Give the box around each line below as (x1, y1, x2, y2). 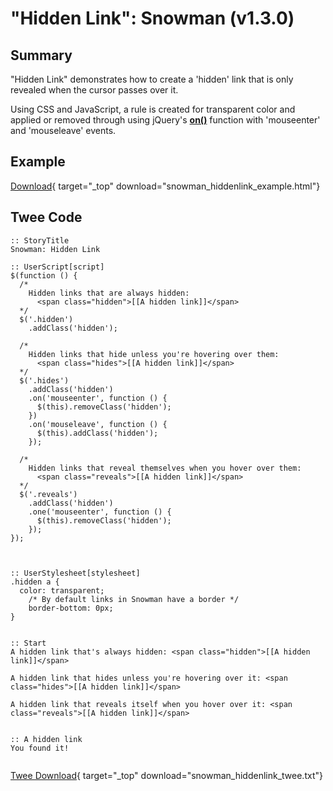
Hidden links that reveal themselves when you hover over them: (28, 463, 302, 473)
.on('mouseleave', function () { (28, 419, 168, 429)
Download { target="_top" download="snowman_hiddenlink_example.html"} (10, 180, 321, 192)
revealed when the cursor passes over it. (10, 84, 179, 96)
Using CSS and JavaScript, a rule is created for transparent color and (10, 103, 296, 115)
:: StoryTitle (10, 235, 70, 246)
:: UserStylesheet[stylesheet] (10, 568, 141, 578)
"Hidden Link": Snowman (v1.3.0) (10, 7, 295, 30)
